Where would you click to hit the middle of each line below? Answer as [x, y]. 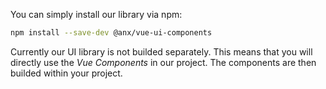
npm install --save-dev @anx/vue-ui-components [111, 33]
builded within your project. [66, 73]
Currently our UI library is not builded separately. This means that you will [161, 51]
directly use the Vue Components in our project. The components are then [163, 62]
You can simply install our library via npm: [96, 14]
